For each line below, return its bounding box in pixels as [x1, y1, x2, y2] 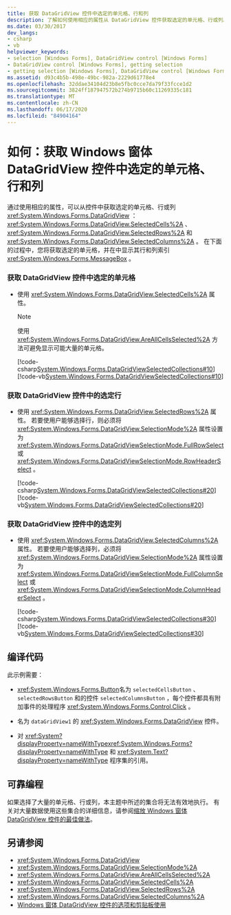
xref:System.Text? [117, 748, 168, 756]
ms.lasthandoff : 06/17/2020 [7, 106, 88, 113]
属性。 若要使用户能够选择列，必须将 [16, 545, 122, 553]
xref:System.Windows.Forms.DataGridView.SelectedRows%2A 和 [7, 228, 192, 237]
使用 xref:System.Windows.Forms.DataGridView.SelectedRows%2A [16, 407, 209, 416]
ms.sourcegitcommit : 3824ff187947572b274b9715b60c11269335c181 [7, 87, 192, 94]
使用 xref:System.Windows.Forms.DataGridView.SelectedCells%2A [16, 290, 208, 298]
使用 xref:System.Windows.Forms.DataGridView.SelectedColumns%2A [16, 536, 219, 544]
